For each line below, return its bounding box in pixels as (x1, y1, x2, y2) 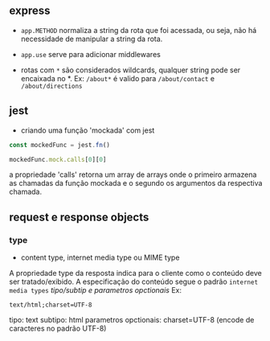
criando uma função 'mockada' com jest (20, 125, 155, 135)
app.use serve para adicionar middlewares (20, 49, 162, 59)
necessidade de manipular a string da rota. (20, 34, 163, 43)
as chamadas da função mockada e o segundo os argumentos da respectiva (9, 179, 263, 188)
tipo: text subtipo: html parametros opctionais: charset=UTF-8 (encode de (9, 315, 255, 325)
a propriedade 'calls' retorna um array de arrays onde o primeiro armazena (9, 170, 257, 179)
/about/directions (20, 82, 83, 90)
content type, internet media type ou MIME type (20, 253, 180, 262)
